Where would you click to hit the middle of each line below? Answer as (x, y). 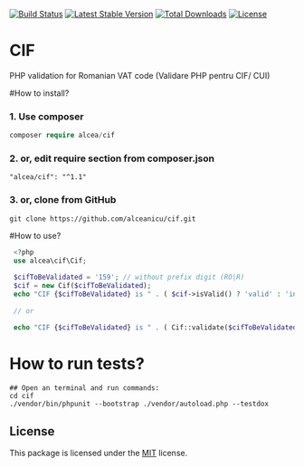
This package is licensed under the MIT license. (99, 453)
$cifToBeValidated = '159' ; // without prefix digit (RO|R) (129, 277)
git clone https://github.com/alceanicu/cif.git (103, 219)
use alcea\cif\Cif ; (50, 261)
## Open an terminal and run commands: (85, 388)
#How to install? (39, 93)
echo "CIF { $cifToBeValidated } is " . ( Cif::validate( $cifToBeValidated (155, 327)
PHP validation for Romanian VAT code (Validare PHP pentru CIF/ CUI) (140, 75)
